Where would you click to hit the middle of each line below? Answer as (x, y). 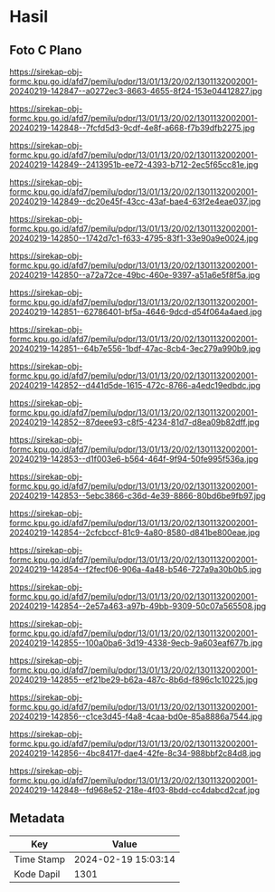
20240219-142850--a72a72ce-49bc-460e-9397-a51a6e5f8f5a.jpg (135, 275)
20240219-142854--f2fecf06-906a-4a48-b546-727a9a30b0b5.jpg (136, 569)
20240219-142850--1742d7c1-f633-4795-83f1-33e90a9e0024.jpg (134, 238)
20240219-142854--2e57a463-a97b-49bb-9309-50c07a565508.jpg (138, 606)
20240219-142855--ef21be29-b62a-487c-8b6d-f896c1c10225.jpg (133, 680)
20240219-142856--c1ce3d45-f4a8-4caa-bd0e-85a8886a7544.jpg (136, 716)
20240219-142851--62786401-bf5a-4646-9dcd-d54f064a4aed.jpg (136, 312)
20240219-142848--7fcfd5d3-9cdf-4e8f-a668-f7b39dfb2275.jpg (132, 128)
